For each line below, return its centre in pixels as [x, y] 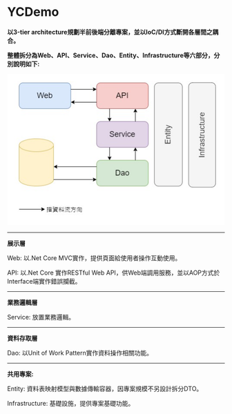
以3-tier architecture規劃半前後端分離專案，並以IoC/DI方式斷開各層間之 [110, 32]
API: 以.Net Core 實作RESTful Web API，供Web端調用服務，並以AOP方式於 [114, 273]
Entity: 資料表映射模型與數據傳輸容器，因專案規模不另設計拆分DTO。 [105, 389]
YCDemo [33, 12]
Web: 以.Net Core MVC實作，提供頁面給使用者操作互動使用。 [94, 258]
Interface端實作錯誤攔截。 [44, 282]
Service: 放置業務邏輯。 [41, 317]
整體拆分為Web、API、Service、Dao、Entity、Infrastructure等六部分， [110, 55]
